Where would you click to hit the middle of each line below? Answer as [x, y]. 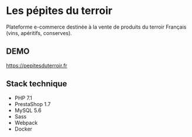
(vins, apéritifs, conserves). [39, 33]
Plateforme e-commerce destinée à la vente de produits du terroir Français [96, 27]
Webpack [26, 122]
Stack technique [37, 84]
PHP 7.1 [23, 98]
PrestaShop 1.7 [32, 104]
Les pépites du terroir [59, 11]
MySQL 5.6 [28, 110]
